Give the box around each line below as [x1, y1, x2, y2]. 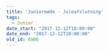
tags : [6, 14, 20, 20]
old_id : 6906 [6, 36, 39, 42]
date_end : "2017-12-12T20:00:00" [6, 31, 91, 37]
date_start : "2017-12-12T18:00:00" [6, 25, 96, 32]
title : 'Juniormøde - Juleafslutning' [6, 8, 104, 15]
